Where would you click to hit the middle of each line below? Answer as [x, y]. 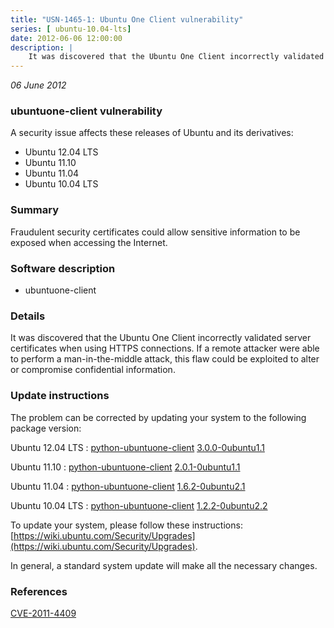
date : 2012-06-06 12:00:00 [66, 38]
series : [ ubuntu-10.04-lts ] [71, 29]
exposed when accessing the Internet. [89, 242]
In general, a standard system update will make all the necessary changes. [164, 565]
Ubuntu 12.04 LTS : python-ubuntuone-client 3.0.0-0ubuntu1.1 [137, 447]
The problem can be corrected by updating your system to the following [158, 417]
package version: [46, 428]
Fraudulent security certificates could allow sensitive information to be [155, 232]
